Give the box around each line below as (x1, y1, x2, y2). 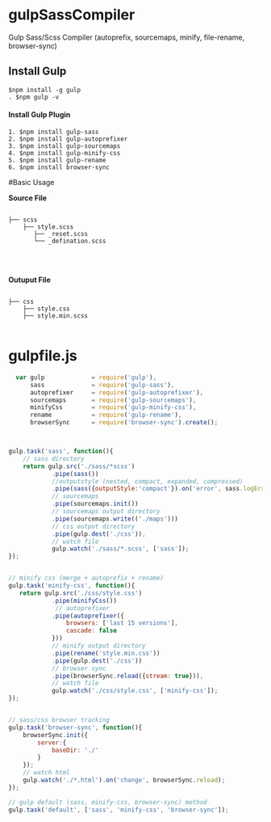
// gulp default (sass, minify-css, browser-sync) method (8, 798, 207, 806)
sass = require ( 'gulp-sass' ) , (29, 381, 175, 389)
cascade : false (65, 626, 117, 635)
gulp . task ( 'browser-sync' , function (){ (8, 723, 143, 731)
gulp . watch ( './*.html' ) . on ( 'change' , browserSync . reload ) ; (23, 776, 226, 785)
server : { (37, 738, 67, 747)
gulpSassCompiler (8, 6, 135, 24)
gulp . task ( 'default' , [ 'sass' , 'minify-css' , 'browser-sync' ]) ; (8, 806, 229, 814)
